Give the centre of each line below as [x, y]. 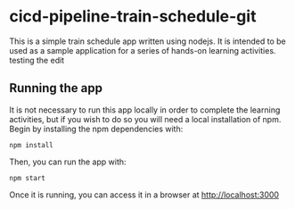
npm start [28, 178]
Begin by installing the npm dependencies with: [96, 129]
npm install [31, 145]
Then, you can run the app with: [68, 162]
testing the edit [37, 60]
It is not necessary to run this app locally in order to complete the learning [145, 110]
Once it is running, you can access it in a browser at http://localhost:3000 [144, 195]
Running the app [56, 88]
